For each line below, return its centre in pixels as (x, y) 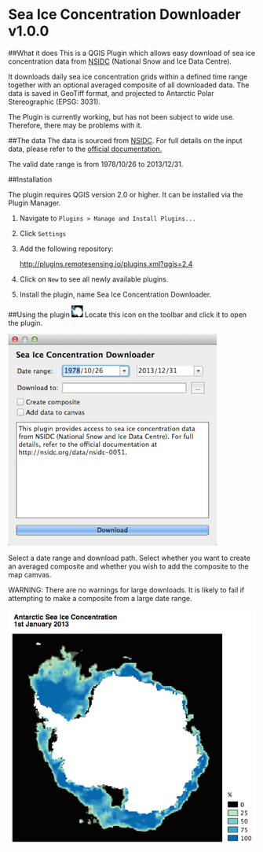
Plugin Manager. (35, 203)
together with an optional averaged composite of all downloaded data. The (129, 85)
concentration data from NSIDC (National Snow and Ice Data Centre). (120, 61)
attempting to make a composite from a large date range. (100, 598)
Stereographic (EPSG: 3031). (54, 101)
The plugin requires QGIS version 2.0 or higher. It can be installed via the (126, 194)
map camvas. (30, 574)
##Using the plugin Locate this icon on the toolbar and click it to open (128, 314)
